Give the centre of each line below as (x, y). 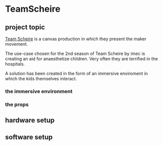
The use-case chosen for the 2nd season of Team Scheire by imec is (75, 53)
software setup (29, 137)
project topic (25, 27)
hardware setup (30, 120)
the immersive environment (39, 91)
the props (17, 104)
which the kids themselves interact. (41, 79)
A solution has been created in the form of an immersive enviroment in (77, 73)
